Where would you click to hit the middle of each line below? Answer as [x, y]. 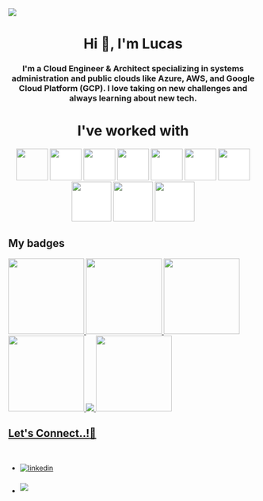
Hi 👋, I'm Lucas [133, 44]
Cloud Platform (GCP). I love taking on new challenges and [133, 89]
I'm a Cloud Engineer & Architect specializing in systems [133, 69]
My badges [36, 243]
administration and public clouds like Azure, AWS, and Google [133, 78]
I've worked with [133, 131]
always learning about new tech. [133, 98]
